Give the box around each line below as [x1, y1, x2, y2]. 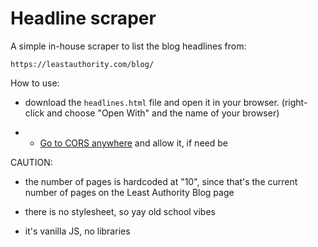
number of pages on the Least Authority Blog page [24, 186, 235, 198]
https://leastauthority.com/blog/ [10, 59, 155, 69]
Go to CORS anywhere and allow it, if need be [39, 137, 228, 149]
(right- [281, 96, 308, 108]
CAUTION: [10, 156, 53, 168]
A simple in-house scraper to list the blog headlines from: [10, 40, 247, 52]
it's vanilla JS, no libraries [24, 225, 131, 237]
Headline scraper [10, 7, 157, 30]
